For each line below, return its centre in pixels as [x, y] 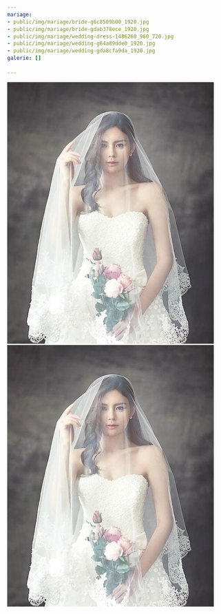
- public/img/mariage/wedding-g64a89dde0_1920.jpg [81, 44]
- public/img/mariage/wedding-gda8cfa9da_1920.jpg [81, 51]
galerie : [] [24, 59]
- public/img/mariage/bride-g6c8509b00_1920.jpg [78, 22]
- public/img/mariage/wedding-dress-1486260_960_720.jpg [91, 36]
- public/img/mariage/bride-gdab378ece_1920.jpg [78, 29]
